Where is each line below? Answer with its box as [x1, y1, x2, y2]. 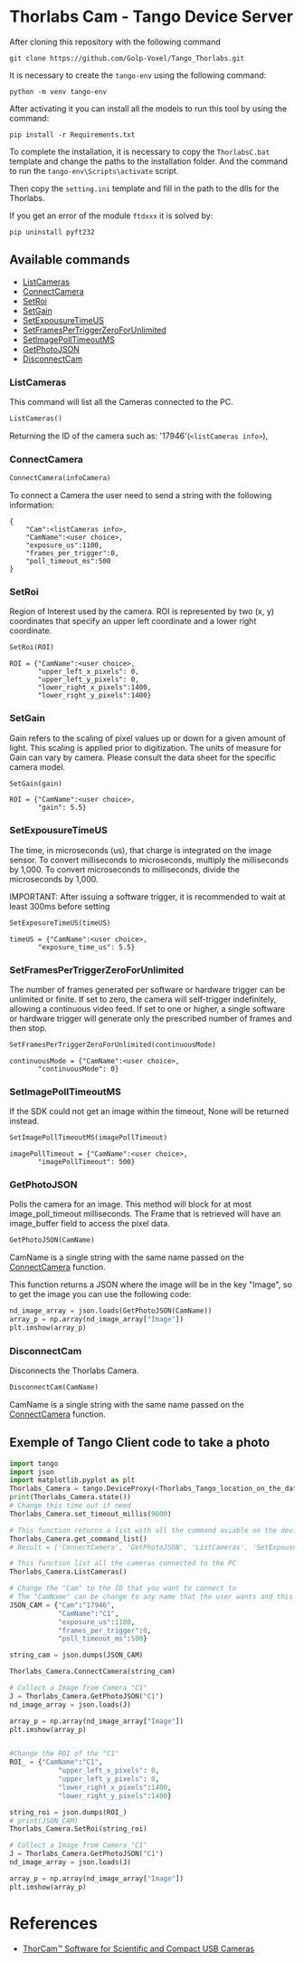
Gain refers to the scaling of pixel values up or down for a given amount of [9, 732, 287, 744]
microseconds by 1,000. [9, 873, 99, 884]
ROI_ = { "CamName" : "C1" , [9, 1757, 103, 1767]
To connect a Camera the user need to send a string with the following [9, 490, 272, 501]
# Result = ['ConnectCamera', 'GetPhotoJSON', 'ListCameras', [9, 1543, 249, 1552]
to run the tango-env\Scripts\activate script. [9, 165, 179, 176]
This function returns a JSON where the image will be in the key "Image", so [9, 1279, 292, 1290]
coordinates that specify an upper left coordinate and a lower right [9, 616, 257, 627]
